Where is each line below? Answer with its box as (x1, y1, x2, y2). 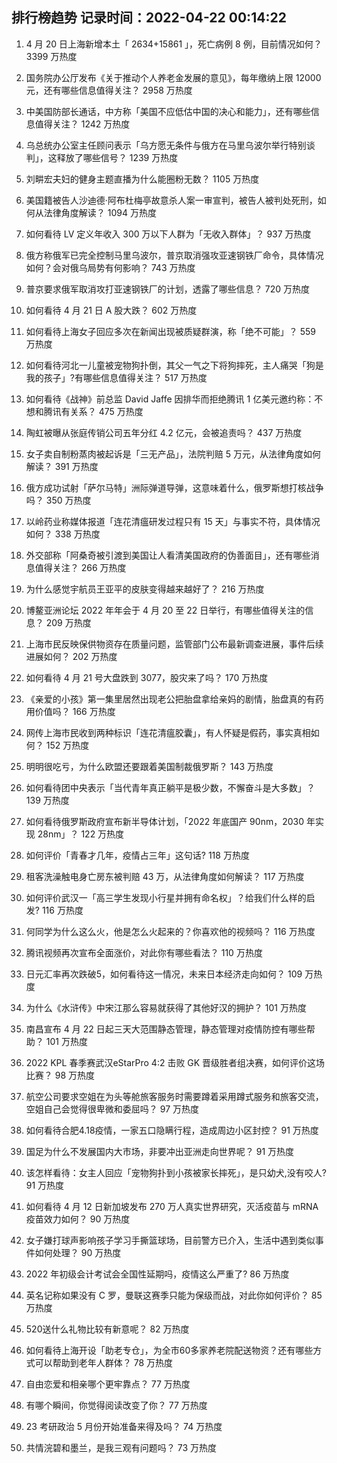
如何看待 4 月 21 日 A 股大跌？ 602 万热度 (25, 304, 198, 316)
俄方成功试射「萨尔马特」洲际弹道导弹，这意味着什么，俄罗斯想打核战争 (25, 481, 324, 493)
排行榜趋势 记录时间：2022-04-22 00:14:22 (11, 9, 287, 27)
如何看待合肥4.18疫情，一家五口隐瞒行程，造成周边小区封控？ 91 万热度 (25, 1124, 319, 1136)
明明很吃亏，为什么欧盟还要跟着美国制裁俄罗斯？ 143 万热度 (25, 760, 274, 772)
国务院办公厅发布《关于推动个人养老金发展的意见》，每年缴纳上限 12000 (25, 71, 322, 83)
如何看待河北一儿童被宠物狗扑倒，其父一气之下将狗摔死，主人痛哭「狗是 (25, 359, 324, 371)
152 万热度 (45, 739, 90, 751)
